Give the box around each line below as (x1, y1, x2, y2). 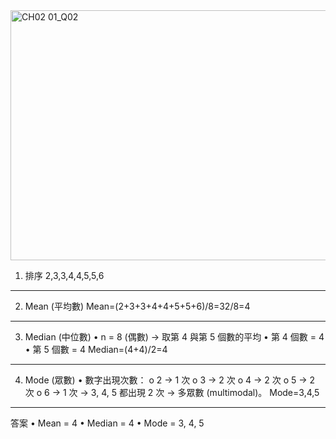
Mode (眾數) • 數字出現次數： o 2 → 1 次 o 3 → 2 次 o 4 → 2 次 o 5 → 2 (24, 374, 316, 386)
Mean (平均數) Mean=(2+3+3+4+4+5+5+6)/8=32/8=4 (24, 300, 251, 312)
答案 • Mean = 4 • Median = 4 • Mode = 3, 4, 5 (10, 417, 205, 429)
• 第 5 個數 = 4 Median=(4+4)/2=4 (24, 344, 168, 355)
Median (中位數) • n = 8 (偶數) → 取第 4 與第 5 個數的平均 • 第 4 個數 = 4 (24, 331, 325, 343)
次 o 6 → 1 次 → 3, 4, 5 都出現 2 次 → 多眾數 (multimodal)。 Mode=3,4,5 (24, 387, 320, 398)
